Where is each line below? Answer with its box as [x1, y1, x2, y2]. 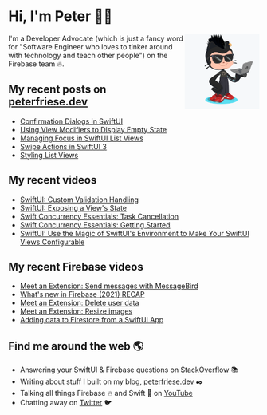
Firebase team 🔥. [8, 59, 65, 69]
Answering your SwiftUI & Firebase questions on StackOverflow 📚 [19, 365, 239, 374]
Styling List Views [19, 150, 79, 160]
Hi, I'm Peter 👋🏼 [8, 7, 113, 26]
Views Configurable [19, 237, 85, 247]
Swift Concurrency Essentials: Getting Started [19, 219, 171, 230]
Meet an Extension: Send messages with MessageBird [19, 281, 199, 290]
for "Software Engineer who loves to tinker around [8, 41, 173, 51]
